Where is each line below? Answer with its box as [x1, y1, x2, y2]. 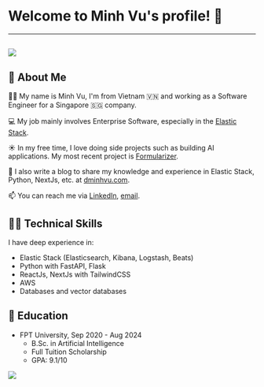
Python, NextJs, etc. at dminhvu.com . [8, 175, 130, 184]
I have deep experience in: [8, 237, 94, 247]
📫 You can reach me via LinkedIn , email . [8, 191, 140, 200]
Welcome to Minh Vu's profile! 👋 [8, 7, 223, 25]
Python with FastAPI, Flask [19, 261, 106, 270]
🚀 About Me [8, 70, 67, 84]
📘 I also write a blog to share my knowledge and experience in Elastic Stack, [8, 167, 255, 177]
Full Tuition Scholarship [31, 347, 108, 356]
